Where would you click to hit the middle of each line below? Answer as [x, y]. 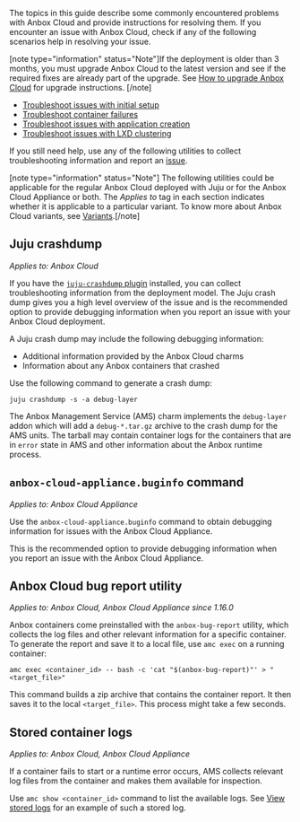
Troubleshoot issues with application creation [106, 124]
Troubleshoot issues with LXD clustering [97, 133]
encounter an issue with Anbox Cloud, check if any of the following [133, 32]
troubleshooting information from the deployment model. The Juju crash [142, 293]
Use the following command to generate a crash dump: [111, 383]
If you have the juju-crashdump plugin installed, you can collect [125, 283]
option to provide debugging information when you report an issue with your [150, 311]
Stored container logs [71, 732]
